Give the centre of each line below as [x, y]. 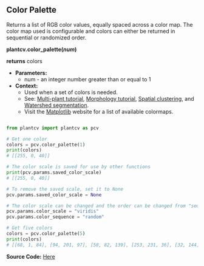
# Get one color [27, 139]
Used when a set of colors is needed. [71, 92]
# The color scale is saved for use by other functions [78, 167]
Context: [26, 86]
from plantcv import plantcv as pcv [53, 128]
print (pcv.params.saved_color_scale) [54, 172]
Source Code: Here [31, 256]
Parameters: [31, 73]
